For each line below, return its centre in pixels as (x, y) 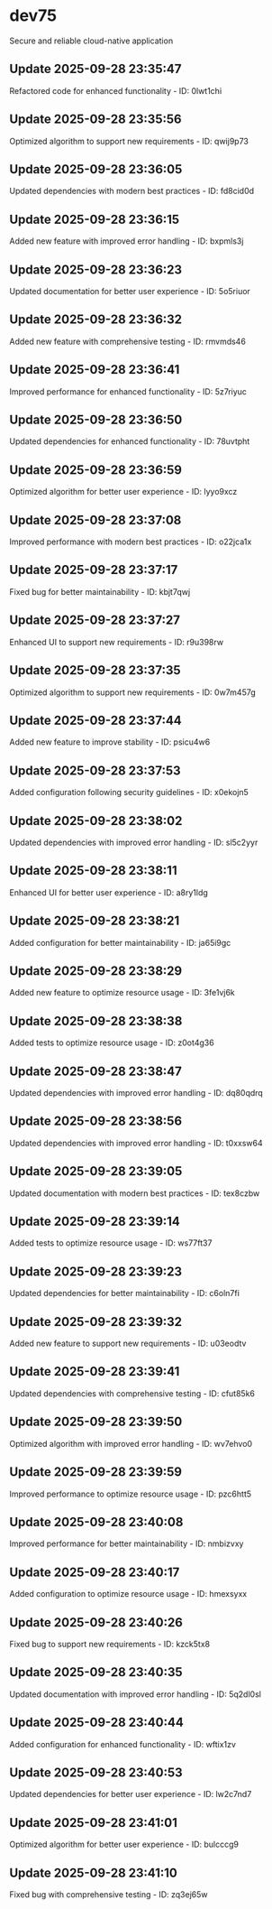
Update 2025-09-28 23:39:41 (95, 1372)
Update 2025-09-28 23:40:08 (96, 1522)
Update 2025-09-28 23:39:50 (96, 1422)
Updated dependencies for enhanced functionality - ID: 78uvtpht (130, 441)
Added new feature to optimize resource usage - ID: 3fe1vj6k (122, 993)
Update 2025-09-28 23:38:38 (96, 1021)
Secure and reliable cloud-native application (91, 41)
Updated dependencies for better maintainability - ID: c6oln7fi (125, 1293)
